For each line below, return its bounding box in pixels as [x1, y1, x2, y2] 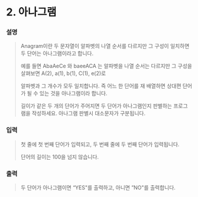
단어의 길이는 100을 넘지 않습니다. [20, 153, 99, 160]
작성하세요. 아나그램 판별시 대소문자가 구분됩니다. [31, 110, 146, 117]
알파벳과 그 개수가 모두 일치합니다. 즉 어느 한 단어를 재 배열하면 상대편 [20, 82, 181, 89]
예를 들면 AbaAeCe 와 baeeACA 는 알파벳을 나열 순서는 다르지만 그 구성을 [20, 63, 193, 70]
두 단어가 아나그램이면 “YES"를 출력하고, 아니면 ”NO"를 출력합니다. [20, 184, 176, 191]
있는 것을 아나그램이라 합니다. [39, 90, 108, 97]
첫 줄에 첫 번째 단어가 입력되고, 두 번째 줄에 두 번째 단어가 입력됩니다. [20, 140, 180, 148]
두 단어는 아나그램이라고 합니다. [20, 50, 93, 57]
